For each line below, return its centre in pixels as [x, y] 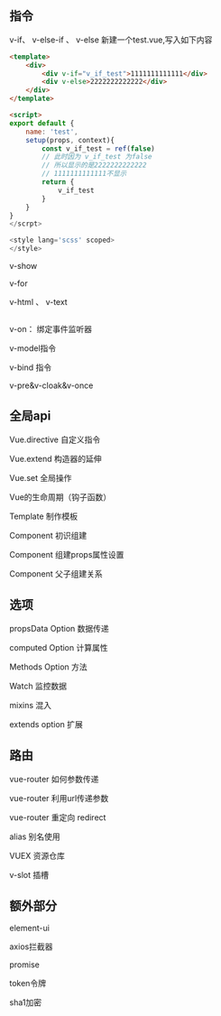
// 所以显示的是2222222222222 [94, 165]
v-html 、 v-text [38, 302]
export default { [42, 123]
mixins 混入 [31, 705]
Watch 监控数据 [38, 686]
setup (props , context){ [70, 140]
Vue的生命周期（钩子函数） [60, 497]
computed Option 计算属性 [59, 647]
